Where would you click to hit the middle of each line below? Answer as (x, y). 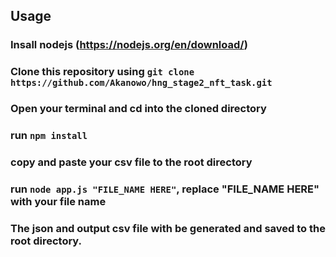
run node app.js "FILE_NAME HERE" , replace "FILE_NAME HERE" (165, 189)
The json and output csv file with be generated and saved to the (168, 228)
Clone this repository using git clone (102, 72)
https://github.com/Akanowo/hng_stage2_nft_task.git (141, 83)
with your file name (58, 201)
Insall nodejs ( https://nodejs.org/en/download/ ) (129, 45)
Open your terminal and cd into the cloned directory (138, 109)
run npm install (49, 136)
